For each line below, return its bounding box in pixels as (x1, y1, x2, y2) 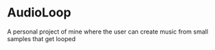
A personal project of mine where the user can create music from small (7, 27, 208, 36)
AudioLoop (7, 5, 71, 21)
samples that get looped (7, 34, 76, 42)
